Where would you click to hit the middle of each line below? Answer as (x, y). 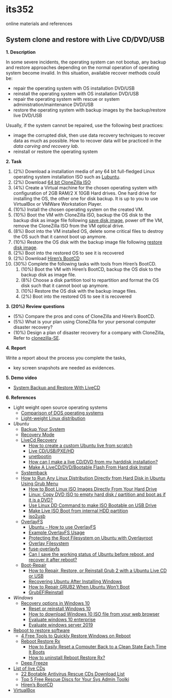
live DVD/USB (28, 115)
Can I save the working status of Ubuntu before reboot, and (91, 554)
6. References (21, 397)
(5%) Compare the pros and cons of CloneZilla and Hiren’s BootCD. (84, 316)
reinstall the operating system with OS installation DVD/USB (76, 94)
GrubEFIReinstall (46, 592)
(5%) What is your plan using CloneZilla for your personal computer (84, 321)
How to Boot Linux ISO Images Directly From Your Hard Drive (93, 489)
